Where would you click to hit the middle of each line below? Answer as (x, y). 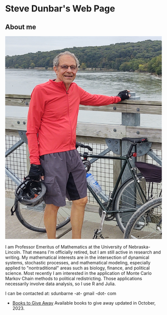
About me (21, 27)
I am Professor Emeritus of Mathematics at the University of (66, 247)
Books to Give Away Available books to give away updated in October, (84, 303)
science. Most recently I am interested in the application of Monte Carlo (79, 273)
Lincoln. (13, 252)
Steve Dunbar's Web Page (60, 9)
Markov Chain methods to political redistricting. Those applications (74, 279)
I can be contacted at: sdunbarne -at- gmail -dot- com (61, 294)
